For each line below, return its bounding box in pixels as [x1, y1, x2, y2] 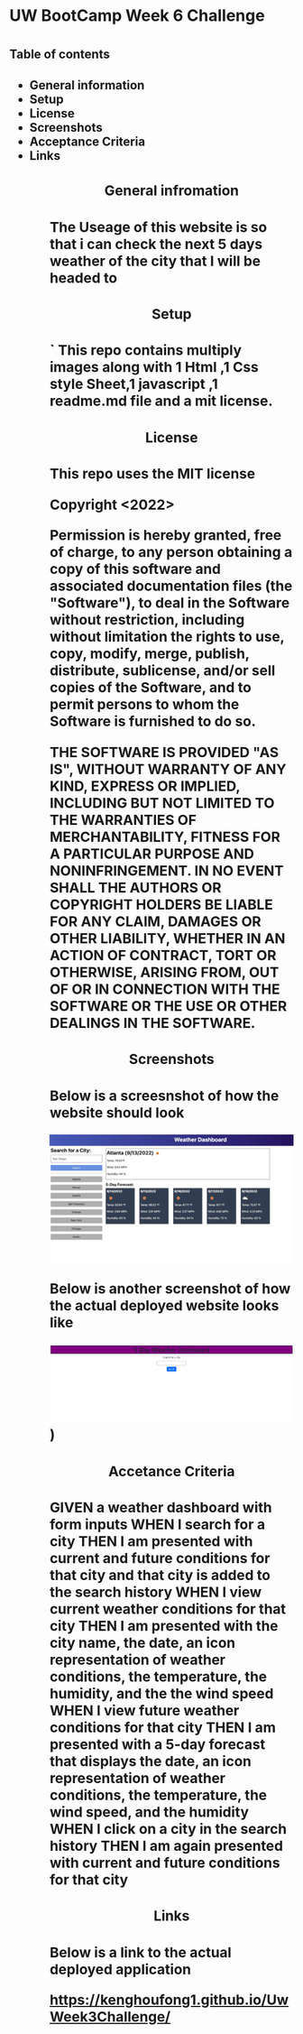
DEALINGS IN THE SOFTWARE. [49, 1013, 256, 1031]
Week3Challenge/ [49, 2008, 171, 2026]
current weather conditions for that [49, 1600, 287, 1618]
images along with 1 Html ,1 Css [49, 358, 259, 376]
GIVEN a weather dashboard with [49, 1499, 272, 1517]
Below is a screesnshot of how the [49, 1086, 280, 1105]
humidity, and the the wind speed [49, 1685, 274, 1703]
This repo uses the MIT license [49, 465, 255, 483]
